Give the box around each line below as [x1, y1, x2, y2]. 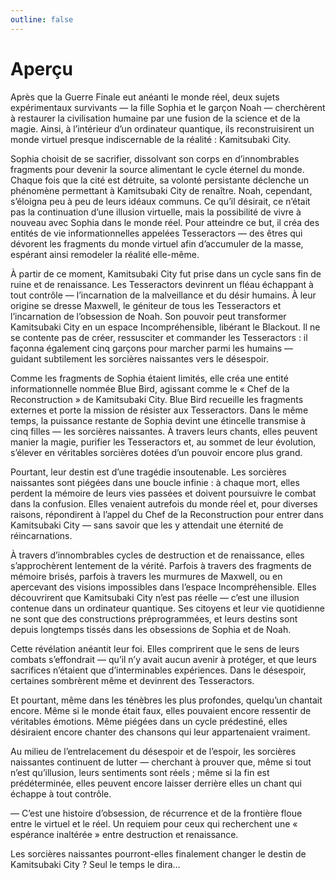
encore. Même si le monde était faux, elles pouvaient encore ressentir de [10, 704, 312, 716]
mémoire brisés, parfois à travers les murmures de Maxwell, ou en [10, 570, 283, 582]
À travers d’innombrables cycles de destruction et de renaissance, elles [10, 549, 305, 561]
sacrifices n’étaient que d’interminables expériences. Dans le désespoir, [10, 664, 307, 676]
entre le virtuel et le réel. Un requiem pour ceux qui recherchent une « [10, 817, 298, 830]
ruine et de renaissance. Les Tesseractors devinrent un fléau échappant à [10, 278, 314, 290]
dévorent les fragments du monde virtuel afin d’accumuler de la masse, [10, 237, 304, 250]
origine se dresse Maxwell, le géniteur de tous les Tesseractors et [10, 299, 282, 311]
